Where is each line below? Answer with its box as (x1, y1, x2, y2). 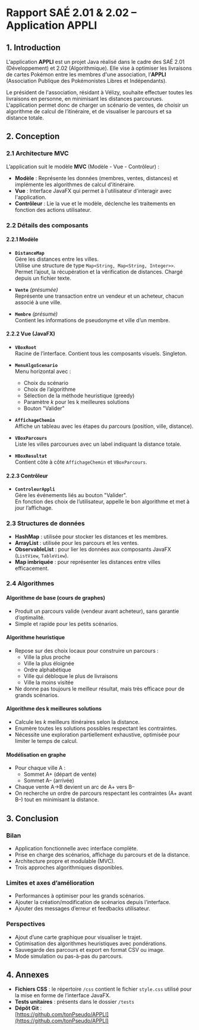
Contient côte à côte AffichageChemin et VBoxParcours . (14, 458, 147, 465)
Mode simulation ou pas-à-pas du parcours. (14, 952, 123, 960)
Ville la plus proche (23, 653, 71, 661)
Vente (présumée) (14, 286, 58, 293)
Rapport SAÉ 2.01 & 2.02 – (6, 6, 137, 20)
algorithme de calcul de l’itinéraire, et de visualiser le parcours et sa (6, 108, 172, 115)
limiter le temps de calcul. (14, 738, 78, 745)
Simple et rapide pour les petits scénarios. (14, 620, 119, 627)
